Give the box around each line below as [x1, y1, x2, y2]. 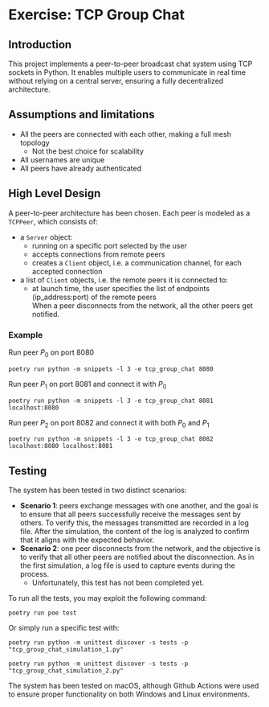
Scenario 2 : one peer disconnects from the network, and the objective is [19, 544, 261, 553]
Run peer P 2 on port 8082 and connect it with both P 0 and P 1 [8, 417, 210, 430]
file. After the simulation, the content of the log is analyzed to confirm [19, 527, 251, 536]
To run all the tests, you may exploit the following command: [8, 594, 207, 603]
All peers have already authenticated [19, 163, 142, 173]
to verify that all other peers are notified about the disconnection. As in [19, 553, 255, 562]
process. [19, 569, 50, 579]
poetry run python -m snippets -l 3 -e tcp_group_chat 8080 [8, 364, 214, 373]
